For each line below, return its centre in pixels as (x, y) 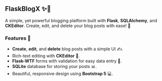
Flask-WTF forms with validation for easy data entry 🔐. (67, 61)
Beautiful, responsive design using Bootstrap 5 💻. (62, 74)
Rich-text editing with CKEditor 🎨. (46, 56)
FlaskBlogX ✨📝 (28, 9)
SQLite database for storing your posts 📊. (54, 67)
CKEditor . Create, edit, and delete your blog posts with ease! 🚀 (68, 26)
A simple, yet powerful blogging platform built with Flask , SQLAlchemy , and (81, 20)
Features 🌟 (18, 38)
